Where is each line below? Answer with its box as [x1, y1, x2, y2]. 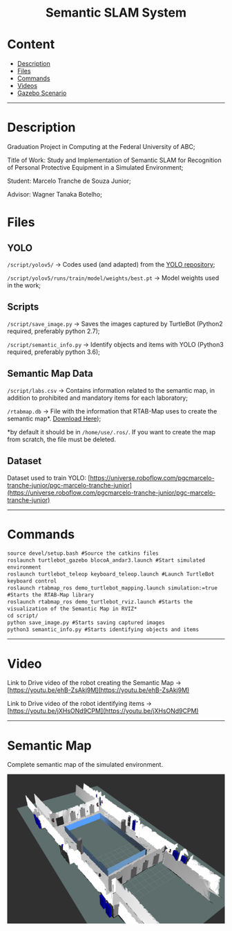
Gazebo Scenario [17, 89, 67, 98]
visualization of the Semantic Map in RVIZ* [7, 605, 137, 612]
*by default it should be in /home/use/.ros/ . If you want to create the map [7, 427, 216, 436]
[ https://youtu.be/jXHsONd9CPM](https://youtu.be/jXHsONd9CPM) [7, 707, 199, 715]
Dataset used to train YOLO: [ [7, 473, 91, 482]
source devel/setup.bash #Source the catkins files [7, 550, 159, 557]
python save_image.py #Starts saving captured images [7, 619, 166, 626]
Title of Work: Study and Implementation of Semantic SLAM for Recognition [7, 156, 222, 164]
